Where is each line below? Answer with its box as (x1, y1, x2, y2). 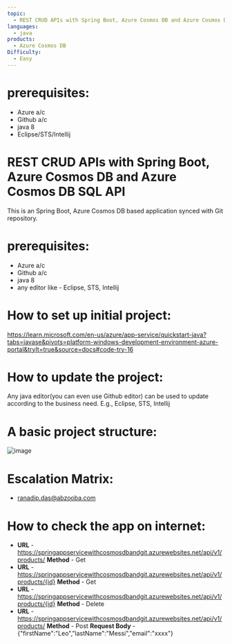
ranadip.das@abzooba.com (17, 494, 96, 502)
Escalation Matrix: (7, 471, 114, 487)
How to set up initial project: (7, 307, 171, 323)
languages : (7, 23, 39, 30)
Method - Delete (57, 600, 105, 608)
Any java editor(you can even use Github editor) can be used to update (7, 392, 209, 400)
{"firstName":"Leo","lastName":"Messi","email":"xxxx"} (17, 629, 174, 638)
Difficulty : (7, 49, 41, 56)
